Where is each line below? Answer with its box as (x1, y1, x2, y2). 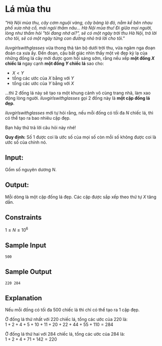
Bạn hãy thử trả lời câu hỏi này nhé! (5, 124, 76, 131)
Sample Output (5, 267, 52, 276)
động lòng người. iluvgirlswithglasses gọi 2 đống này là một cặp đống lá (5, 95, 150, 101)
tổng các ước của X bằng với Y (12, 75, 74, 81)
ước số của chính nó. (5, 139, 47, 145)
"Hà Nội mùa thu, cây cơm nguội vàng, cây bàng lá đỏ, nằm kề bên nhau (5, 20, 153, 26)
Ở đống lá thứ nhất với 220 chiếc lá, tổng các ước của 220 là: (5, 317, 128, 322)
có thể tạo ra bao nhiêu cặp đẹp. (5, 115, 71, 121)
